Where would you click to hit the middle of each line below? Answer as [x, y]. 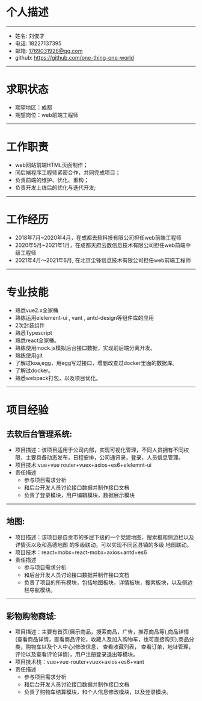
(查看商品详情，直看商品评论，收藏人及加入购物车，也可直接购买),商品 [102, 640]
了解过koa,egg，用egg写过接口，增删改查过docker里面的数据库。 [96, 363]
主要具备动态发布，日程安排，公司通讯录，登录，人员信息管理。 [105, 457]
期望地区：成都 [33, 107]
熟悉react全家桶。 [37, 340]
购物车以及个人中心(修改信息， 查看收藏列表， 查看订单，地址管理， [110, 647]
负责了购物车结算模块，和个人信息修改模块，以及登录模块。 [98, 692]
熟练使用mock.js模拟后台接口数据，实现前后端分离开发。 [85, 347]
